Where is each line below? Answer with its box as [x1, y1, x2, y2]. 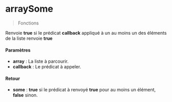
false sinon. [12, 92, 38, 98]
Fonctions [17, 20, 39, 26]
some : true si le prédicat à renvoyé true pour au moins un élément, [12, 87, 156, 93]
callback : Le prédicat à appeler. [12, 64, 81, 70]
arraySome [5, 3, 54, 15]
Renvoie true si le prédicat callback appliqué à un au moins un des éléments [5, 30, 167, 36]
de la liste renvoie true [5, 35, 53, 41]
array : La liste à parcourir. [12, 58, 69, 64]
